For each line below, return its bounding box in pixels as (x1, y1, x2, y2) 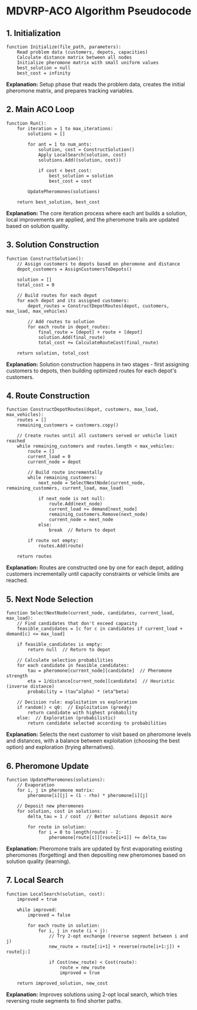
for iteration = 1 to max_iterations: (17, 125, 113, 131)
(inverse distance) (6, 684, 55, 690)
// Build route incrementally (27, 470, 103, 476)
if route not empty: (27, 538, 79, 544)
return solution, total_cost (17, 350, 90, 356)
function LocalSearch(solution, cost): (6, 891, 106, 897)
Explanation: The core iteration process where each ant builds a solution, (6, 209, 187, 217)
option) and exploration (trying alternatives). (6, 744, 115, 751)
